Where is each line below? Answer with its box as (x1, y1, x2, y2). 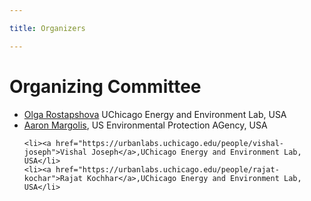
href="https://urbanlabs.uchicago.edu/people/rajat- (55, 164, 280, 175)
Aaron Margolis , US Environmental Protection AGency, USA (23, 119, 268, 131)
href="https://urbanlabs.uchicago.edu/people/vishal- (55, 138, 285, 148)
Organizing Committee (9, 75, 202, 98)
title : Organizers (9, 23, 86, 33)
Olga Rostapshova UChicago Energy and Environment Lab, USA (23, 108, 287, 120)
